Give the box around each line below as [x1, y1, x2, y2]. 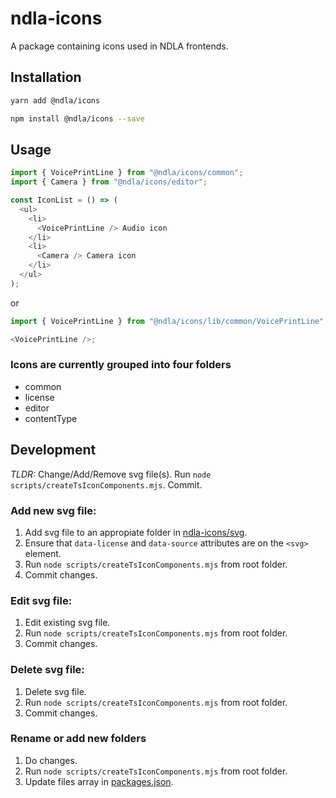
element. [24, 547, 62, 559]
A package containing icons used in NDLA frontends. [10, 40, 229, 52]
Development [10, 442, 97, 459]
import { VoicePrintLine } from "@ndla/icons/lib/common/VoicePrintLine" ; [10, 316, 329, 326]
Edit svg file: [10, 593, 73, 607]
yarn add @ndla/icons [10, 95, 101, 106]
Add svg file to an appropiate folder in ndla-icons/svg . [24, 526, 248, 538]
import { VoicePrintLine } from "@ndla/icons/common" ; [10, 168, 244, 178]
